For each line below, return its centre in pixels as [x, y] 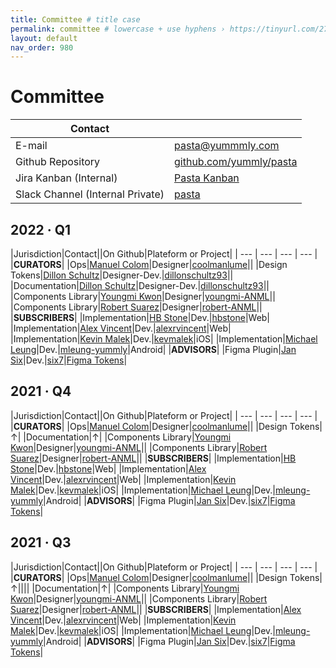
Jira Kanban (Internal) [66, 178]
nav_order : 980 [42, 47]
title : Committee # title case [75, 19]
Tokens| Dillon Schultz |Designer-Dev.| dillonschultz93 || [122, 275]
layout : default [44, 38]
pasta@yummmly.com [227, 146]
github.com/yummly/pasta [236, 162]
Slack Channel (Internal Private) [90, 194]
